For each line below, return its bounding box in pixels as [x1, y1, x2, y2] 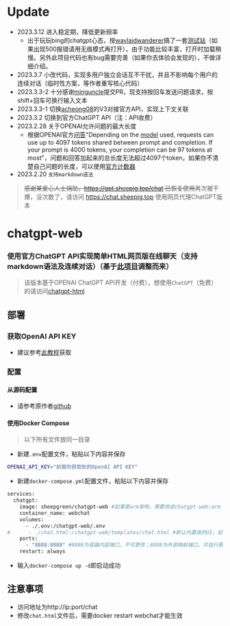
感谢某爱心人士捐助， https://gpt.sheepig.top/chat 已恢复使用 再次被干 [23, 184, 219, 192]
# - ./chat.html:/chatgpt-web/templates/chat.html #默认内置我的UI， [7, 529, 218, 535]
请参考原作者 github [16, 402, 72, 410]
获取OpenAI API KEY [7, 331, 77, 341]
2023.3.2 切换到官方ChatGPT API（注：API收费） [16, 113, 157, 121]
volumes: [19, 516, 44, 523]
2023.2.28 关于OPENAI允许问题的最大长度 [16, 121, 137, 130]
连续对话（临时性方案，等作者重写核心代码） [16, 79, 144, 87]
